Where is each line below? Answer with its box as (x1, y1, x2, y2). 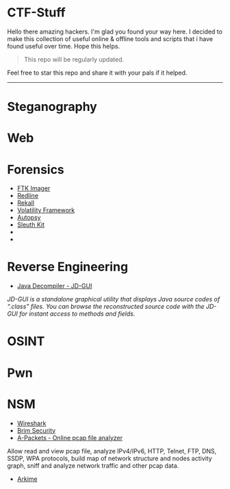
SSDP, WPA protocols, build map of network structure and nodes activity (7, 454, 212, 462)
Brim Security (16, 426, 56, 434)
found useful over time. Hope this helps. (7, 42, 120, 50)
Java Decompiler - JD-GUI (16, 282, 92, 290)
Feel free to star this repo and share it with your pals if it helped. (7, 68, 188, 77)
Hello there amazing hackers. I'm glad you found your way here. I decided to (7, 27, 222, 36)
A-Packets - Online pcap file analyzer (16, 434, 123, 442)
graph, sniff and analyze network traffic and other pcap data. (7, 461, 179, 470)
